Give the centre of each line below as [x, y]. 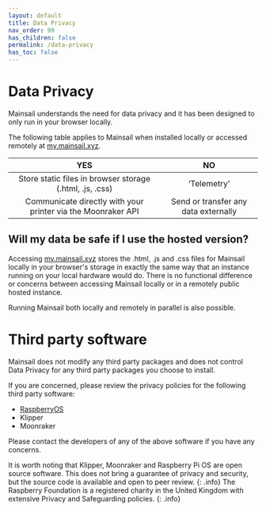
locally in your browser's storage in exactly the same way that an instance [129, 267]
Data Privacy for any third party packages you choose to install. [112, 370]
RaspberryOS [42, 409]
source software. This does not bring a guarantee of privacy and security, [128, 473]
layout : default [35, 15]
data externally [209, 211]
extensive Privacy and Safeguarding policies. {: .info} [95, 498]
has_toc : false [33, 52]
